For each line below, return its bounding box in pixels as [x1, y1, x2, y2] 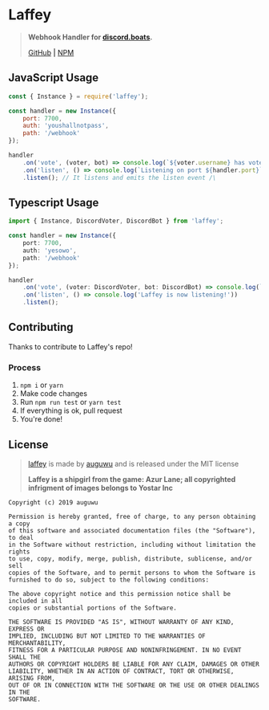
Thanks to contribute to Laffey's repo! [8, 341, 134, 351]
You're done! [19, 414, 62, 424]
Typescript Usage [8, 195, 99, 210]
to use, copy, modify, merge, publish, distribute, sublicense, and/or [8, 554, 252, 563]
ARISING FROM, [8, 674, 56, 682]
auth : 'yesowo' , [22, 247, 78, 255]
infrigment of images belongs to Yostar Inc [27, 483, 174, 492]
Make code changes [19, 389, 88, 398]
